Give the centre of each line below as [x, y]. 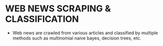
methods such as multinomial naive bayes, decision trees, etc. [77, 38]
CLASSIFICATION [42, 19]
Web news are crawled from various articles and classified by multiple [85, 33]
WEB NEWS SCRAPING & [58, 9]
